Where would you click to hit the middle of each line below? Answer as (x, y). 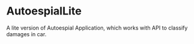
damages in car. (27, 34)
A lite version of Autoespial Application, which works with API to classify (97, 28)
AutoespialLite (44, 11)
